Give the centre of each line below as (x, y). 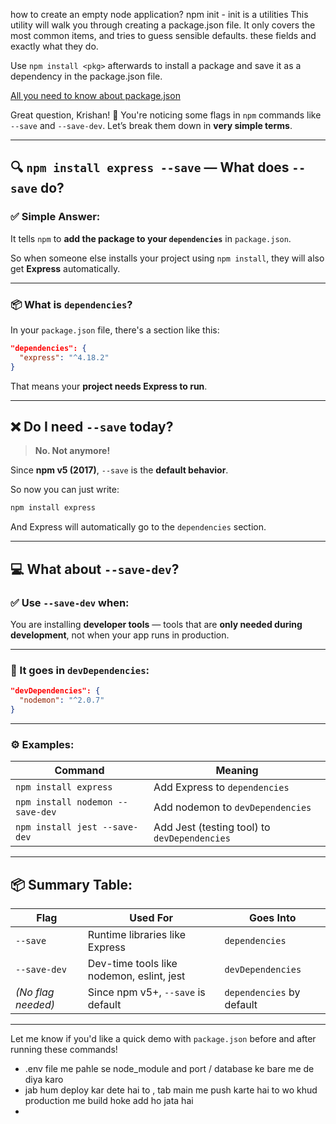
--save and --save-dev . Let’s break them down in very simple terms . (151, 125)
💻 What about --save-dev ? (95, 569)
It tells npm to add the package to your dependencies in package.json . (151, 238)
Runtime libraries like (136, 935)
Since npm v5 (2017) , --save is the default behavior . (119, 470)
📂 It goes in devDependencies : (80, 670)
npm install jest (56, 827)
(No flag (35, 992)
